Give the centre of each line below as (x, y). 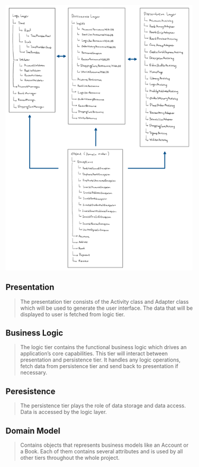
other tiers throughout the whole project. (70, 458)
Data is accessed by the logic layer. (64, 412)
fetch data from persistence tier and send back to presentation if (99, 366)
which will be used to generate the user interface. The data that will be (106, 308)
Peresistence (31, 391)
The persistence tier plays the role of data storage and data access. (103, 406)
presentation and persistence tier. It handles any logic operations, (100, 360)
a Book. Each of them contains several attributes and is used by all (102, 452)
